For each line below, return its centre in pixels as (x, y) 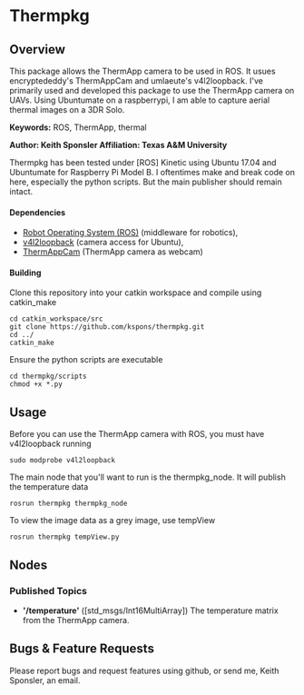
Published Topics (49, 591)
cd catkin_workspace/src (56, 319)
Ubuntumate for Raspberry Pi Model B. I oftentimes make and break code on (152, 172)
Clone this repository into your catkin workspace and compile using (136, 293)
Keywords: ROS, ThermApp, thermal (78, 127)
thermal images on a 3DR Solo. (67, 109)
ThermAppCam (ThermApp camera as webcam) (113, 252)
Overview (38, 50)
